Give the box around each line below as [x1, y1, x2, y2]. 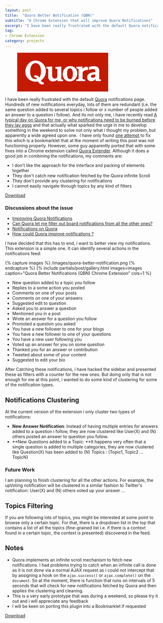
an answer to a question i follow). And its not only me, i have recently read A [5, 112, 157, 117]
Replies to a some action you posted [12, 285, 85, 291]
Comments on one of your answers [12, 295, 83, 301]
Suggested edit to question [12, 301, 66, 306]
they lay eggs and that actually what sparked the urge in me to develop [5, 122, 147, 128]
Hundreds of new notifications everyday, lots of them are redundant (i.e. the [5, 101, 157, 107]
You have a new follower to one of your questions [12, 331, 112, 337]
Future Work [5, 466, 35, 473]
